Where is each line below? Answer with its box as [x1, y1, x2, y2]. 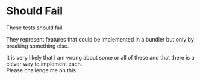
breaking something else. [6, 42, 69, 49]
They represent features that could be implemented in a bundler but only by [6, 35, 195, 43]
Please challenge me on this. [6, 66, 78, 73]
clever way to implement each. [6, 60, 83, 67]
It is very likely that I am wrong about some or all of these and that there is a [6, 54, 195, 61]
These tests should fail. [6, 24, 64, 31]
